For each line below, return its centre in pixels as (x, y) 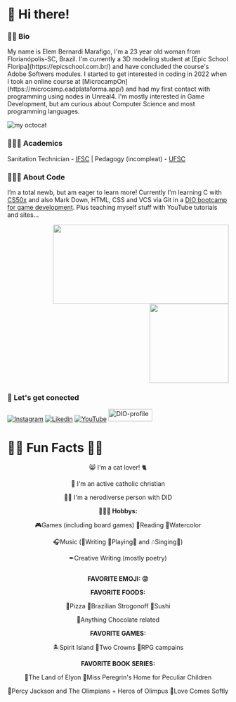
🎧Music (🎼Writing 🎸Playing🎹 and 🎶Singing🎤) (118, 542)
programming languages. (44, 111)
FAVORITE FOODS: (118, 592)
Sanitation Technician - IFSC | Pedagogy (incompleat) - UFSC (97, 158)
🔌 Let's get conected (43, 397)
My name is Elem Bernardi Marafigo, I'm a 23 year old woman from (104, 51)
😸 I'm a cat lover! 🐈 (118, 468)
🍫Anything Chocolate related (118, 620)
